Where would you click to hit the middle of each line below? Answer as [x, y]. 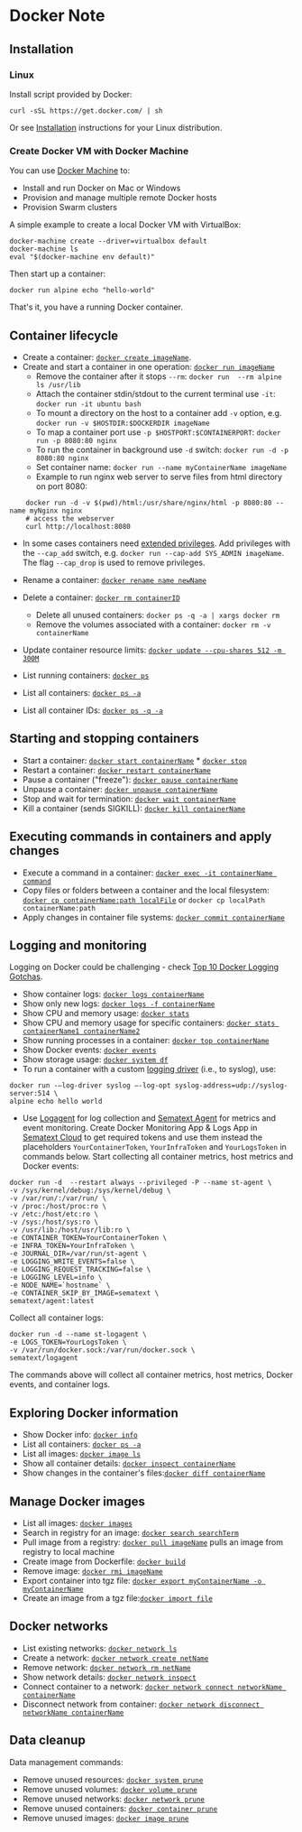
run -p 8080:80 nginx [76, 440]
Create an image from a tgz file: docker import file [118, 1598]
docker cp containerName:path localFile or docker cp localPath [144, 900]
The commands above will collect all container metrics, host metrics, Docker [151, 1375]
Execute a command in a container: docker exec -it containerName [147, 873]
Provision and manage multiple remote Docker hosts [119, 198]
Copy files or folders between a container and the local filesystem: [146, 890]
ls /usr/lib [58, 384]
